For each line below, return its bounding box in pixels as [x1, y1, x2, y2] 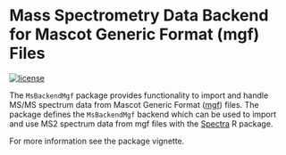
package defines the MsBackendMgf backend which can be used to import [9, 109, 277, 119]
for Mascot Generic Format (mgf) [9, 24, 260, 45]
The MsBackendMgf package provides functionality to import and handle [9, 90, 269, 101]
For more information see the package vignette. [9, 135, 185, 146]
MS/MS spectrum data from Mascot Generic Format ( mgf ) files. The [9, 99, 259, 110]
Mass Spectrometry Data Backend [9, 5, 269, 26]
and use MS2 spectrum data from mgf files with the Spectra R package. [9, 118, 273, 129]
